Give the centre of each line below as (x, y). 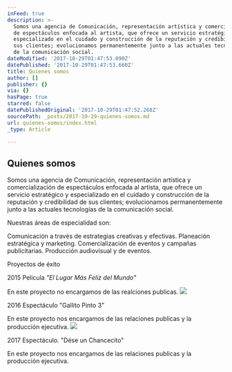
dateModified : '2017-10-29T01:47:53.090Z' (69, 59)
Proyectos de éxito (34, 264)
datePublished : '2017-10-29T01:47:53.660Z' (71, 65)
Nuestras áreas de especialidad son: (59, 223)
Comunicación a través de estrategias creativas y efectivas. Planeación (109, 236)
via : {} (18, 91)
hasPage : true (28, 97)
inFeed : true (26, 13)
